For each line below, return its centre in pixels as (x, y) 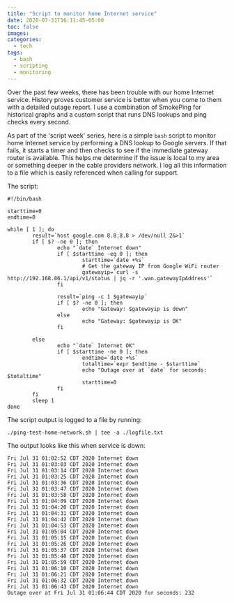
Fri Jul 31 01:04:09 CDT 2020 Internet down (73, 501)
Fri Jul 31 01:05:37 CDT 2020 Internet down (73, 550)
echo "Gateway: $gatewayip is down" (135, 309)
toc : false (23, 27)
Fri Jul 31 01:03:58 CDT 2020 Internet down (73, 495)
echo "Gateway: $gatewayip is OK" (132, 321)
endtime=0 (22, 217)
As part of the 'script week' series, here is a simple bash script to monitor (111, 135)
